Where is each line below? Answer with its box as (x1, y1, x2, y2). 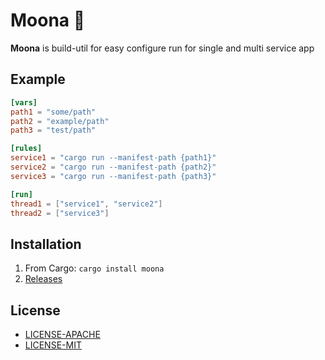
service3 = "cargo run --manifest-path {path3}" (10, 171, 217, 181)
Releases (24, 273, 63, 285)
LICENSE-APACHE (24, 329, 101, 340)
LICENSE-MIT (24, 339, 82, 351)
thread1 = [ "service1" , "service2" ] (10, 199, 163, 209)
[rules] (10, 144, 43, 154)
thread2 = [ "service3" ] (10, 208, 110, 218)
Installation (10, 235, 82, 253)
